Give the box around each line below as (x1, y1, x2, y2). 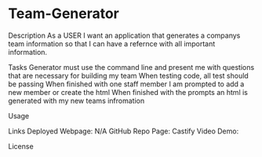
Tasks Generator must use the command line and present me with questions (8, 62, 255, 71)
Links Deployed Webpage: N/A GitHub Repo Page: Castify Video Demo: (8, 126, 239, 136)
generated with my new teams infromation (8, 96, 145, 105)
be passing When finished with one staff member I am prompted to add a (8, 79, 245, 89)
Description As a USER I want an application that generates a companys (8, 31, 241, 40)
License (8, 141, 34, 151)
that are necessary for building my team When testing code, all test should (8, 71, 249, 80)
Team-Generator (8, 5, 119, 23)
